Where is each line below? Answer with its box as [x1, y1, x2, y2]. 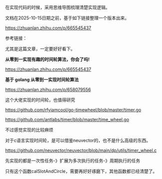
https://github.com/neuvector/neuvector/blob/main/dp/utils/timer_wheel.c [5, 148, 157, 153]
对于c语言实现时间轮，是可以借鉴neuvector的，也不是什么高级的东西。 [5, 138, 151, 143]
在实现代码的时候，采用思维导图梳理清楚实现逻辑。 [5, 4, 110, 10]
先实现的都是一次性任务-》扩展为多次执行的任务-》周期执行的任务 [5, 158, 141, 164]
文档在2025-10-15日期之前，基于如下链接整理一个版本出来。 [5, 15, 130, 21]
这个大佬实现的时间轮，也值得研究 [5, 97, 75, 103]
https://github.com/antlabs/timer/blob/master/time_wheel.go [5, 117, 130, 122]
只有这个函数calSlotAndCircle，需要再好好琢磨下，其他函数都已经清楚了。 [5, 169, 158, 174]
